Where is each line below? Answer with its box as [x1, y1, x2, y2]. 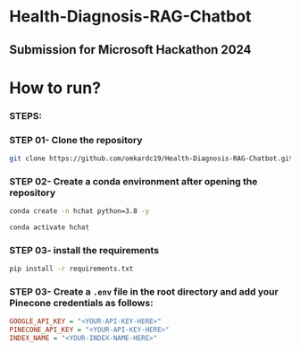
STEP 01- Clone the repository [9, 133, 143, 146]
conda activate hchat [9, 223, 90, 232]
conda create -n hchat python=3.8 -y [9, 207, 150, 216]
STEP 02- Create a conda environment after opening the [9, 175, 258, 187]
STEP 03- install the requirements [9, 244, 159, 256]
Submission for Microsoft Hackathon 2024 [9, 42, 252, 57]
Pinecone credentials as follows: [9, 297, 154, 309]
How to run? [9, 78, 101, 98]
